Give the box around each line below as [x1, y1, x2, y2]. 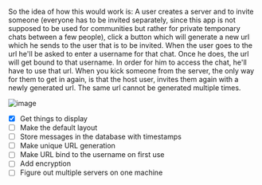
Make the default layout [19, 123, 98, 132]
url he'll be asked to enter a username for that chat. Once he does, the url [8, 49, 249, 58]
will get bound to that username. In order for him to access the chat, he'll [8, 57, 247, 67]
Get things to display [19, 114, 88, 123]
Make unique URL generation [19, 141, 115, 151]
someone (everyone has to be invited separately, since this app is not [8, 15, 237, 25]
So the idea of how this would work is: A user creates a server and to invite [8, 7, 254, 16]
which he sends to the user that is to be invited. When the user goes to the [8, 41, 253, 50]
